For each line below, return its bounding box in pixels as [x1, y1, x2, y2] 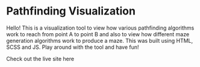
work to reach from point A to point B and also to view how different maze [6, 30, 190, 37]
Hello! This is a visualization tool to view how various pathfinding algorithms [6, 24, 195, 31]
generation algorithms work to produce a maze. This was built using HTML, [6, 37, 193, 44]
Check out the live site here [6, 55, 74, 62]
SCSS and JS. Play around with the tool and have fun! [6, 43, 140, 51]
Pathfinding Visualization [6, 4, 136, 18]
